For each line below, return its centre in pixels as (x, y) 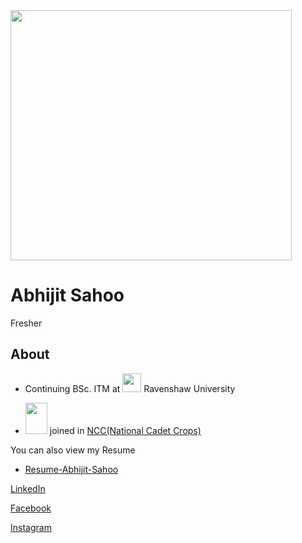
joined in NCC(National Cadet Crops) (125, 430)
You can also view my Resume (73, 450)
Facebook (31, 508)
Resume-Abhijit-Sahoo (71, 469)
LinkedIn (28, 488)
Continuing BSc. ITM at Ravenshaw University (130, 388)
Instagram (31, 527)
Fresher (26, 323)
